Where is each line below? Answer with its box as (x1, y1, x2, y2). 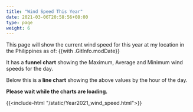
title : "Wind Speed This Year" (6, 8, 83, 15)
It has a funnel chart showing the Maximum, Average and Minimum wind (6, 59, 183, 66)
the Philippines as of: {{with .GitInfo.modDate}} (6, 48, 120, 55)
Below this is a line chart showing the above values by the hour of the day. (6, 77, 188, 84)
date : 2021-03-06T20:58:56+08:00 (6, 14, 89, 20)
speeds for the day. (6, 65, 54, 73)
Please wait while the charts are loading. (6, 88, 108, 95)
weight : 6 (6, 25, 31, 31)
